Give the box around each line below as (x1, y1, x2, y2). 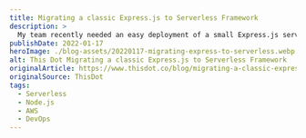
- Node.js (17, 97, 55, 107)
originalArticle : (9, 64, 76, 74)
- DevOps (17, 114, 51, 123)
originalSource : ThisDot (9, 73, 104, 82)
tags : (9, 81, 30, 90)
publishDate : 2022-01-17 (9, 38, 104, 48)
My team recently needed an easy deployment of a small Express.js (17, 30, 280, 39)
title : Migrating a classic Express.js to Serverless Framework (9, 13, 259, 23)
